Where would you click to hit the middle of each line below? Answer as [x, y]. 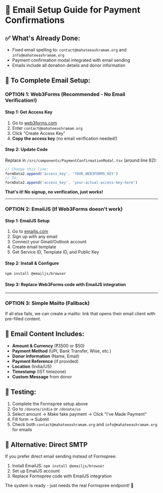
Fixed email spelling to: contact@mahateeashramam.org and [69, 50]
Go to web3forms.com [34, 123]
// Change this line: [27, 169]
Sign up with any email [35, 237]
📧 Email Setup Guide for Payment [73, 10]
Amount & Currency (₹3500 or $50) [48, 346]
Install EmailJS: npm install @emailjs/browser [58, 466]
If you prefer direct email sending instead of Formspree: [61, 457]
